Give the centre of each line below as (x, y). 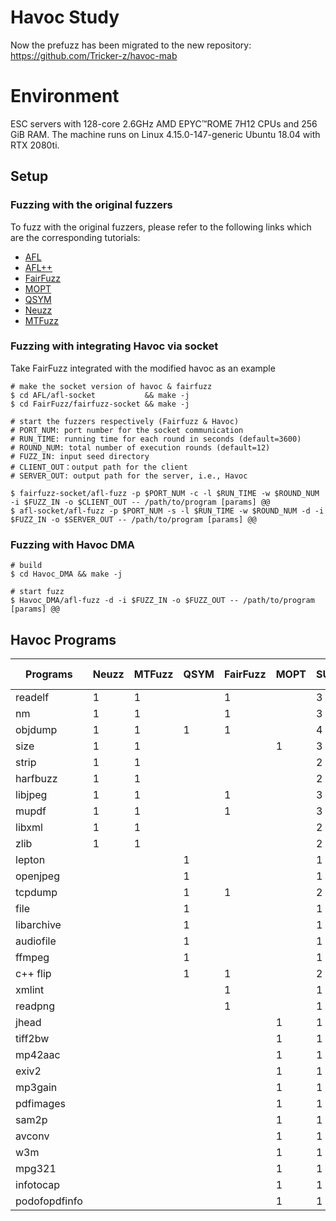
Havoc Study (65, 17)
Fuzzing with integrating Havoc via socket (114, 346)
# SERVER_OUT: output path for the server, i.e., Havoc (129, 476)
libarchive (38, 924)
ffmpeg (32, 957)
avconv (32, 1136)
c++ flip (33, 973)
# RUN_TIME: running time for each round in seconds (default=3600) (156, 439)
